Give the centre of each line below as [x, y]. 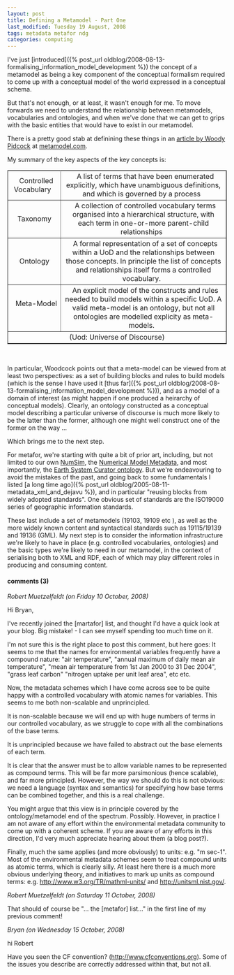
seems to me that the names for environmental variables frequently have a [114, 652]
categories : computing [40, 40]
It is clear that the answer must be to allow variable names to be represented [117, 765]
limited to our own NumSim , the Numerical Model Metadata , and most [107, 463]
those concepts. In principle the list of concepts [143, 261]
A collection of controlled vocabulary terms [145, 205]
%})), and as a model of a [183, 391]
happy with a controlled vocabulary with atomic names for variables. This [112, 695]
